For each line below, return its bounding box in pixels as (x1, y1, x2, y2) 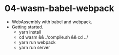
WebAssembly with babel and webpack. (11, 19, 92, 25)
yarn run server (19, 44, 50, 50)
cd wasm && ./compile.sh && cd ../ (19, 34, 88, 40)
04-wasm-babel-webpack (4, 3, 115, 14)
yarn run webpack (19, 39, 56, 45)
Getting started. (11, 24, 43, 29)
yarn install (19, 29, 41, 35)
